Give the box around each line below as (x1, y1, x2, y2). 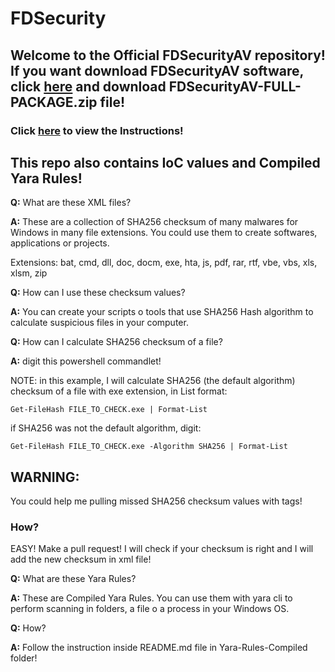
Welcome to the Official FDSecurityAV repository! (10, 47, 326, 64)
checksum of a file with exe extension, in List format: (10, 385, 228, 397)
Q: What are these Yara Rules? (10, 573, 137, 585)
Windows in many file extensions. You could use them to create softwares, (10, 227, 318, 239)
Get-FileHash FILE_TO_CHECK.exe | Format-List (10, 405, 208, 415)
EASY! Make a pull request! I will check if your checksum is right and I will (10, 543, 314, 555)
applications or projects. (10, 237, 110, 249)
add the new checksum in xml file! (10, 553, 152, 566)
